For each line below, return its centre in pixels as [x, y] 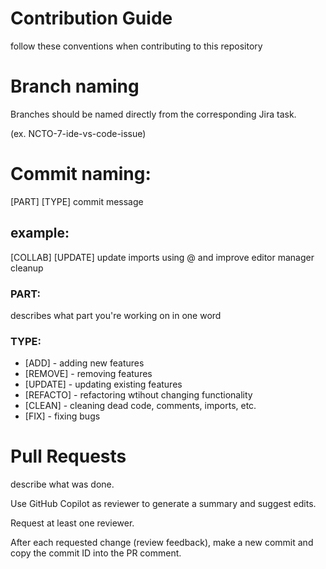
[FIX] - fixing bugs [62, 416]
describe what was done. [62, 484]
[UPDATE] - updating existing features [103, 384]
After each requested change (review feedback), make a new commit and [162, 543]
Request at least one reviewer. [72, 523]
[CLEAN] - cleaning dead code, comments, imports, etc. [140, 406]
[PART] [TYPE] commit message [77, 201]
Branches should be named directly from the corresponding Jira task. [153, 114]
